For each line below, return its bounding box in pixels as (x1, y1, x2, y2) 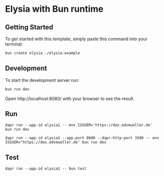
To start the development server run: (5, 77, 80, 83)
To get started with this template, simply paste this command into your (5, 36, 148, 42)
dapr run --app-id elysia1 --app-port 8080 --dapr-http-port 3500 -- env (5, 136, 160, 141)
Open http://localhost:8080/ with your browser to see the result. (5, 96, 135, 101)
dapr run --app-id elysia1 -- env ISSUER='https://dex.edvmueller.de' (5, 123, 153, 128)
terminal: (5, 41, 23, 47)
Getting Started (5, 23, 54, 31)
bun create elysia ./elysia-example (5, 50, 80, 55)
